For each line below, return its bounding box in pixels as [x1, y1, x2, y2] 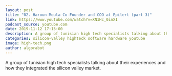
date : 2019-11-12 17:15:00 [5, 27, 63, 32]
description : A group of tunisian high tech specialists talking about [5, 31, 161, 36]
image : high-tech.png [5, 41, 52, 46]
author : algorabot [5, 45, 45, 50]
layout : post [5, 7, 33, 13]
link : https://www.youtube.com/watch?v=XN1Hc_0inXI [5, 17, 118, 22]
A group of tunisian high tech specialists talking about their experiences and [5, 59, 166, 65]
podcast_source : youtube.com [5, 21, 68, 27]
